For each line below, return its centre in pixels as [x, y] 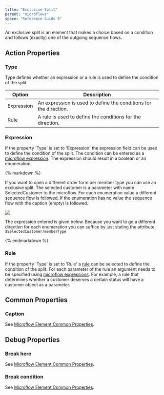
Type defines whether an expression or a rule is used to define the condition [82, 77]
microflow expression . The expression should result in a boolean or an [76, 158]
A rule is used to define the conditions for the [89, 117]
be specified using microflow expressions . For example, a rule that [72, 274]
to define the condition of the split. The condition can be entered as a [75, 153]
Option [20, 94]
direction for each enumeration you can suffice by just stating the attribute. [81, 227]
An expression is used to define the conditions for [95, 103]
